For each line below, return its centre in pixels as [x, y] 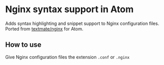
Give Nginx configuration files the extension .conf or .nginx [68, 57]
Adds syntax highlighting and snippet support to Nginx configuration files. [82, 23]
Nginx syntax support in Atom [70, 9]
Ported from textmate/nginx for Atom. [44, 28]
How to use [23, 45]
